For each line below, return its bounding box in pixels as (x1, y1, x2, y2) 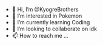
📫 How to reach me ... (12, 32, 68, 39)
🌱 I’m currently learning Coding (12, 19, 90, 26)
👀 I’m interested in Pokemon (12, 12, 82, 19)
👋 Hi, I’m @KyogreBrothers (12, 6, 79, 13)
